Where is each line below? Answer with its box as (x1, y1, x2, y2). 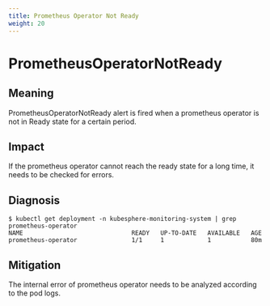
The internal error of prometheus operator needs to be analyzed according (8, 279, 257, 289)
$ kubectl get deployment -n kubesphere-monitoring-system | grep (8, 215, 237, 223)
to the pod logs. (8, 288, 61, 298)
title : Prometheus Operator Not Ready (8, 11, 139, 20)
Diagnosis (8, 193, 61, 207)
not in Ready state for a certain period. (8, 117, 137, 126)
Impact (8, 139, 44, 154)
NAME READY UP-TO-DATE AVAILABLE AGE (8, 229, 263, 237)
